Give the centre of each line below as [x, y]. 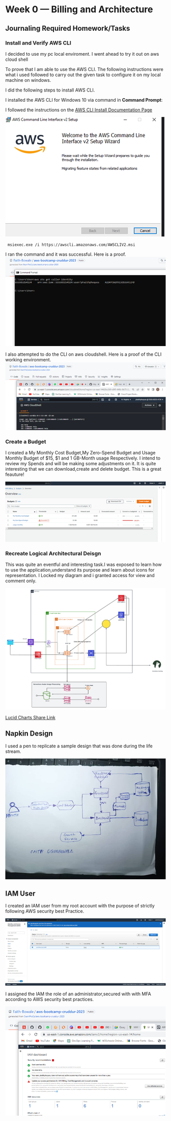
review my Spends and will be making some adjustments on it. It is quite [81, 464]
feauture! [15, 474]
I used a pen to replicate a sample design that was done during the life [79, 746]
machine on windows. [28, 80]
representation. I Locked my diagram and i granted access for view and [80, 576]
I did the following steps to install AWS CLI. [50, 90]
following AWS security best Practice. [45, 911]
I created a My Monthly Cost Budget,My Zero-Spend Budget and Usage [80, 453]
